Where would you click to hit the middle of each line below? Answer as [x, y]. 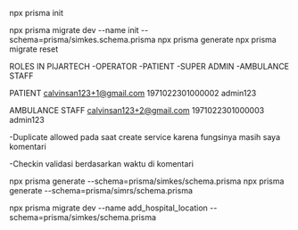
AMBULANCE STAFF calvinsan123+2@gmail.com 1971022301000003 [137, 110]
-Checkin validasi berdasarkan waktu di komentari [102, 164]
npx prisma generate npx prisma [217, 40]
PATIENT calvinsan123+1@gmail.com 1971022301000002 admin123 [133, 93]
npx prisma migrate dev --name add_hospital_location [108, 208]
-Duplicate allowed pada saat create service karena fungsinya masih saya [145, 137]
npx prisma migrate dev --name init [74, 30]
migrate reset [34, 49]
